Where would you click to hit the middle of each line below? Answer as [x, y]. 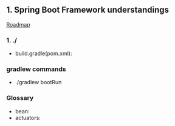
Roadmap [18, 24]
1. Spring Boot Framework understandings [87, 10]
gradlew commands [36, 69]
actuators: [28, 118]
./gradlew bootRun [38, 82]
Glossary [20, 98]
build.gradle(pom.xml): [43, 53]
